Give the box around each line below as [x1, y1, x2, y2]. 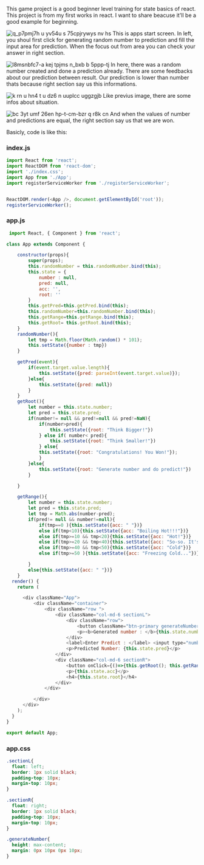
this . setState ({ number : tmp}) [28, 343, 107, 349]
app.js [6, 216, 25, 225]
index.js [6, 143, 30, 152]
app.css [6, 744, 31, 753]
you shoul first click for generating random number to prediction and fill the [6, 36, 194, 43]
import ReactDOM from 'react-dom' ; [6, 163, 97, 169]
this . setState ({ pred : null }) [38, 381, 113, 388]
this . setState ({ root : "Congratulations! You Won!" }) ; [38, 450, 178, 456]
